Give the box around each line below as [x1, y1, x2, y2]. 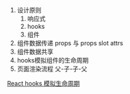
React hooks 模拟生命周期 [7, 80, 80, 87]
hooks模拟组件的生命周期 [16, 56, 89, 64]
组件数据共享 [16, 47, 53, 56]
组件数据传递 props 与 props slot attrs [16, 39, 123, 47]
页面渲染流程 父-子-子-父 [16, 64, 88, 73]
